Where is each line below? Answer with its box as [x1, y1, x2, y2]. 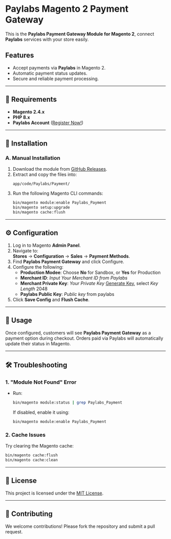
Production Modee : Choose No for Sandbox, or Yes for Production [20, 269, 161, 275]
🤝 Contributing [5, 509, 53, 519]
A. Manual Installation [5, 154, 61, 161]
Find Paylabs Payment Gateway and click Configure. [12, 259, 125, 265]
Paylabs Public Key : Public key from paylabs [20, 291, 115, 297]
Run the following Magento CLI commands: [12, 190, 103, 197]
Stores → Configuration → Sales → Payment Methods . [12, 253, 130, 259]
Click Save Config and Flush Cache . [12, 296, 90, 302]
